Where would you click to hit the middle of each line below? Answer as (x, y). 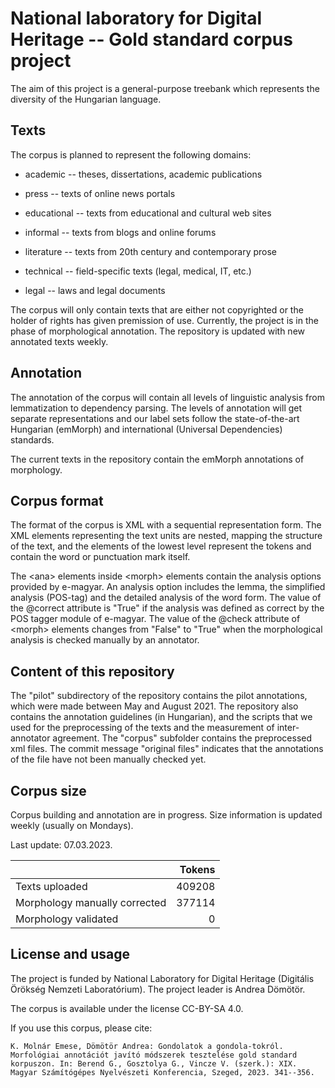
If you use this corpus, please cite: (81, 1028)
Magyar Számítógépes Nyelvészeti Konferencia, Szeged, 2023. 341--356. (162, 1072)
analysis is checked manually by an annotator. (105, 640)
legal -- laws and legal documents (95, 290)
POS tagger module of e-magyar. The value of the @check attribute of (155, 619)
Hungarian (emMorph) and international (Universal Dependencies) (146, 429)
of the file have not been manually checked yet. (108, 759)
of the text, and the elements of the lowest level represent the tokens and (161, 546)
